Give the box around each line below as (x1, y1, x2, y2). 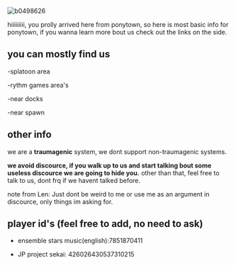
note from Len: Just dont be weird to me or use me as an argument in (7, 189, 210, 198)
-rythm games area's (7, 81, 69, 89)
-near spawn (7, 108, 45, 117)
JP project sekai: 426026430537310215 (17, 250, 135, 259)
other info (7, 129, 52, 141)
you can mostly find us (7, 48, 111, 60)
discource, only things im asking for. (7, 197, 113, 206)
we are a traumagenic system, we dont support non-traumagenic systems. (7, 147, 227, 155)
